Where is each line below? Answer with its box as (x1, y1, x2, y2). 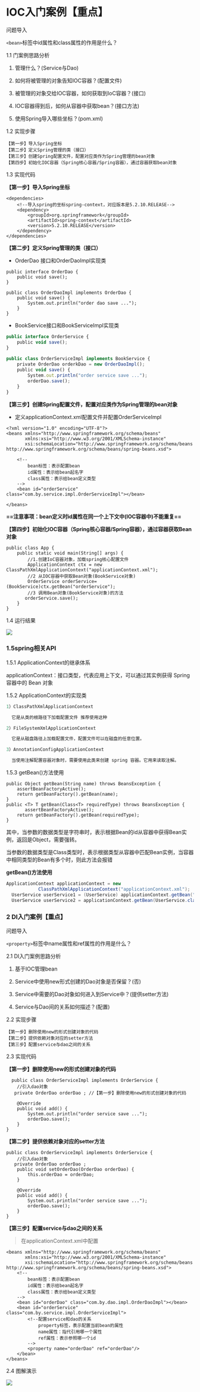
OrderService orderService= (27, 578, 97, 584)
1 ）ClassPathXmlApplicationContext (6, 703, 93, 709)
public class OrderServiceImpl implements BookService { (6, 356, 151, 362)
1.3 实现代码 (6, 170, 36, 178)
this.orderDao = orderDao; (27, 1171, 95, 1177)
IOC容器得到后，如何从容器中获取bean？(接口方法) (14, 102, 140, 109)
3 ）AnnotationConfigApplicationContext (6, 746, 104, 753)
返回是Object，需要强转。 (16, 836, 80, 844)
